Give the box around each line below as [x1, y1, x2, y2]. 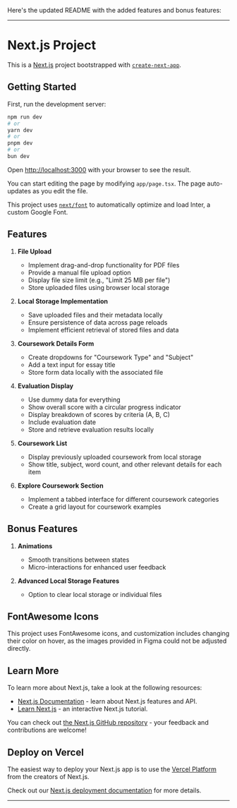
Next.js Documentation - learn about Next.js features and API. [17, 697, 197, 706]
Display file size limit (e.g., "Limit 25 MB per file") [28, 275, 171, 284]
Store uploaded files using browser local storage [28, 283, 169, 291]
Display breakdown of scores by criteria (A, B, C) [28, 410, 171, 418]
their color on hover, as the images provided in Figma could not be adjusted [7, 637, 227, 645]
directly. [7, 644, 31, 653]
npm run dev [7, 113, 42, 121]
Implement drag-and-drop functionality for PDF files [28, 260, 180, 269]
